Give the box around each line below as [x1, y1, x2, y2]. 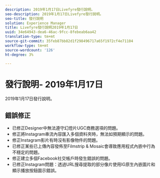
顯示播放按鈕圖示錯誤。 [12, 168, 59, 174]
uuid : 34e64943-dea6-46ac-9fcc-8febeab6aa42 [5, 30, 96, 34]
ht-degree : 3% [5, 52, 34, 57]
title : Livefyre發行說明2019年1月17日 [5, 25, 79, 30]
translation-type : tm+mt [5, 34, 55, 39]
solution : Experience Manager [5, 20, 66, 26]
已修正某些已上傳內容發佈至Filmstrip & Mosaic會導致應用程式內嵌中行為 [12, 144, 156, 149]
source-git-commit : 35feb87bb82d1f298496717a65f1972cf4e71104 [5, 39, 133, 44]
